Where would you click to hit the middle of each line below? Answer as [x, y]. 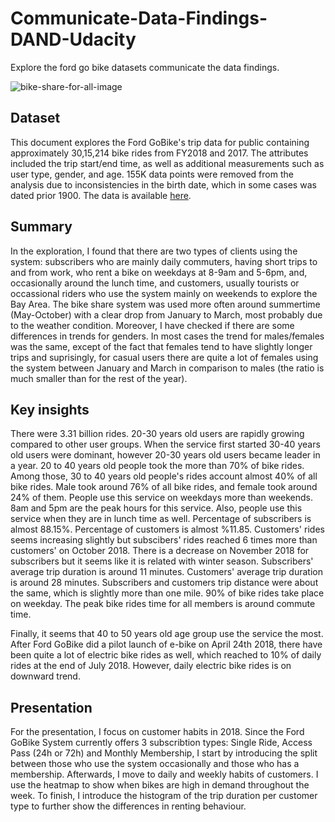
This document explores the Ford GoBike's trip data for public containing [160, 142]
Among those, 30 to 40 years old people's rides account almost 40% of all [164, 476]
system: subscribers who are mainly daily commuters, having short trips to [164, 261]
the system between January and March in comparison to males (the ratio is [167, 368]
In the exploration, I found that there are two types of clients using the [154, 251]
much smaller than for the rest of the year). [99, 378]
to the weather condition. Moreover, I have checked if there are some [152, 325]
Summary [41, 227]
